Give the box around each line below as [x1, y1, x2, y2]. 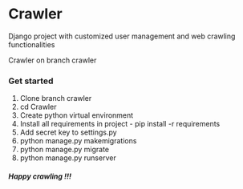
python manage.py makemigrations [19, 136, 137, 146]
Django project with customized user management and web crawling [8, 31, 236, 41]
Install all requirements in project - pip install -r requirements [19, 119, 221, 129]
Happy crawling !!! [8, 171, 72, 181]
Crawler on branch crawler [8, 55, 97, 65]
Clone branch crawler [19, 94, 92, 103]
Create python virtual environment [19, 111, 134, 120]
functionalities [8, 39, 55, 49]
